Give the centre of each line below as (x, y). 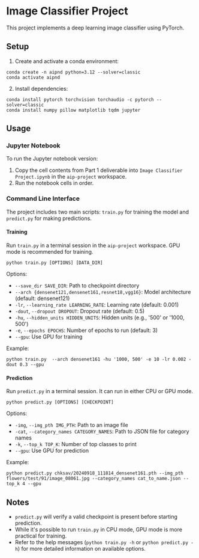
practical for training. (41, 536)
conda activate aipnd (33, 77)
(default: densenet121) (42, 298)
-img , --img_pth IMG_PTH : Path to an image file (71, 425)
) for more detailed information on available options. (82, 548)
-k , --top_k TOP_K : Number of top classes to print (76, 444)
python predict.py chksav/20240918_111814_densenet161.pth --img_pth (95, 473)
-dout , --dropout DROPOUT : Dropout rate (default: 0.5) (80, 311)
